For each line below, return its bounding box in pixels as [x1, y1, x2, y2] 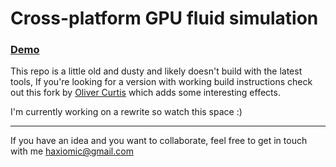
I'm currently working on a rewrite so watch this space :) [10, 106, 243, 118]
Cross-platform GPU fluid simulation [10, 7, 319, 30]
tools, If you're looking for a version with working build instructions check [10, 76, 313, 88]
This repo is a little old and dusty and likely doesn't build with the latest [10, 65, 303, 77]
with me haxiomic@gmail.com [10, 145, 134, 157]
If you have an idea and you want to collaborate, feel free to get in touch [10, 135, 308, 147]
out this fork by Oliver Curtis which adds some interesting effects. [10, 87, 281, 99]
